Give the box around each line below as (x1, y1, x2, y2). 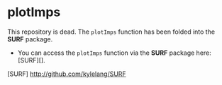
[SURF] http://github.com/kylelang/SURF (7, 70, 126, 78)
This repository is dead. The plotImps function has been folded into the (7, 27, 215, 36)
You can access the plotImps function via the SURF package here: (17, 48, 211, 57)
